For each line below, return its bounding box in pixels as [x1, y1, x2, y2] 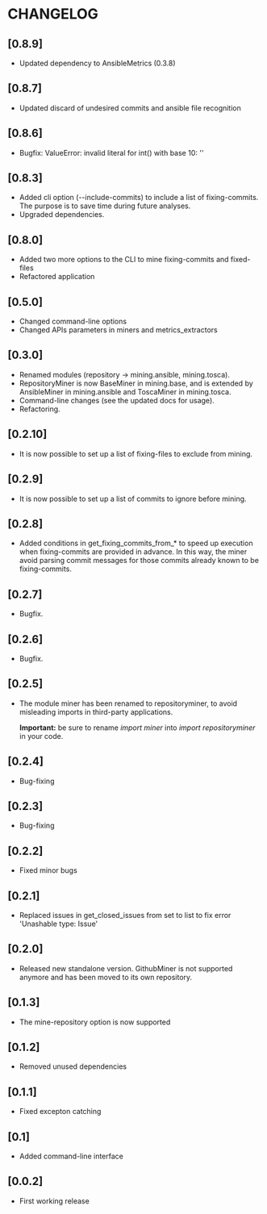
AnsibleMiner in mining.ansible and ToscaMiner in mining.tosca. [19, 386, 232, 396]
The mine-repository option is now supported [19, 1017, 171, 1027]
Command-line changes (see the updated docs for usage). [19, 395, 215, 405]
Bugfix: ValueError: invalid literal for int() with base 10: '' [19, 148, 204, 157]
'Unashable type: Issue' [19, 919, 98, 928]
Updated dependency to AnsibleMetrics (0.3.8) [19, 58, 176, 68]
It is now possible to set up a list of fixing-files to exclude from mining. [19, 448, 253, 458]
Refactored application [19, 272, 95, 282]
